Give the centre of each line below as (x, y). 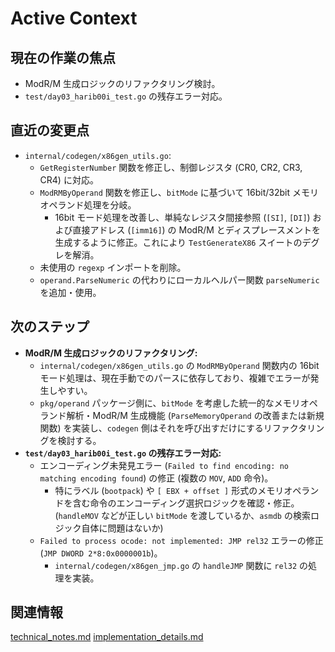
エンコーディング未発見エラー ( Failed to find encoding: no (164, 465)
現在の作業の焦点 (63, 57)
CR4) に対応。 (69, 179)
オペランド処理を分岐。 (88, 204)
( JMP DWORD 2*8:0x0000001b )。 (101, 553)
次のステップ (50, 327)
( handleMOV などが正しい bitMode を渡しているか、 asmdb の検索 (182, 515)
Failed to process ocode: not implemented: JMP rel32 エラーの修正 (181, 540)
